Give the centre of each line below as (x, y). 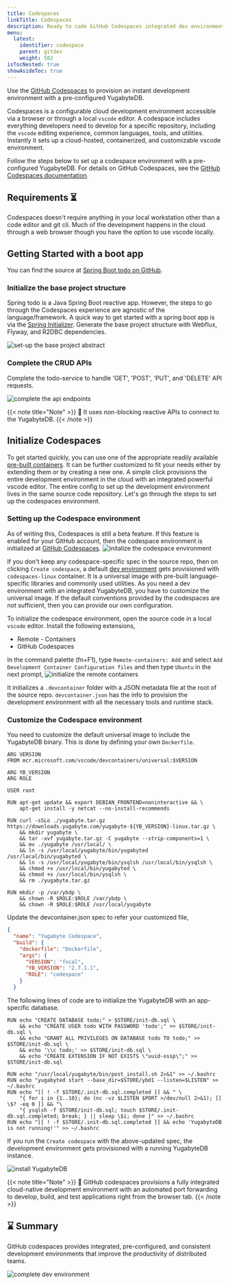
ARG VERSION (24, 755)
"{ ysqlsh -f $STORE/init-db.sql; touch (78, 1110)
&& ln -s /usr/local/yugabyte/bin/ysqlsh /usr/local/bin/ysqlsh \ (116, 863)
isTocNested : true (33, 64)
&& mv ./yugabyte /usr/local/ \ (65, 845)
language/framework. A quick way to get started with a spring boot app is (111, 317)
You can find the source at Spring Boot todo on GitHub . (85, 270)
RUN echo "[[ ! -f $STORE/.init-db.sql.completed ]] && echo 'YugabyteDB (115, 1122)
